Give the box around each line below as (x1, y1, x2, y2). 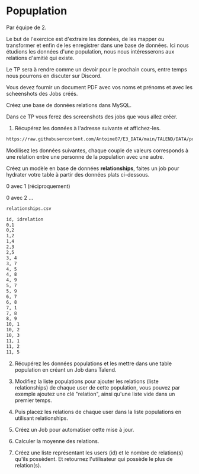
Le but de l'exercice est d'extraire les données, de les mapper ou (6, 35, 165, 42)
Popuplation (6, 4, 68, 18)
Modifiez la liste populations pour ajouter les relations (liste (14, 378, 159, 385)
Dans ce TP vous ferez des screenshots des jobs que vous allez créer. (6, 113, 178, 120)
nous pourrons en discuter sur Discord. (6, 72, 102, 79)
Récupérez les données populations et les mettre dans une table (14, 360, 172, 367)
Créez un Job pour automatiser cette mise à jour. (14, 426, 134, 433)
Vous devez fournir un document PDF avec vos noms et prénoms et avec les (6, 83, 193, 90)
